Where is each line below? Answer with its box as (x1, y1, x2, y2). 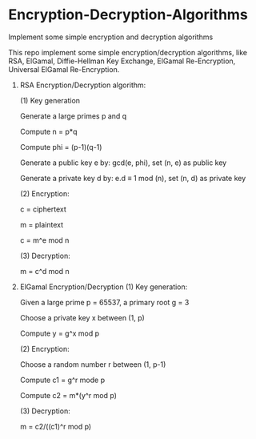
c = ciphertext (19, 204, 66, 214)
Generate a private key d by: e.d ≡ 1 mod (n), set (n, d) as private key (19, 173, 246, 183)
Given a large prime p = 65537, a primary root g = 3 (19, 297, 190, 307)
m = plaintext (19, 219, 64, 229)
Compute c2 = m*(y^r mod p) (19, 390, 118, 400)
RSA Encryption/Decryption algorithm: (19, 80, 146, 90)
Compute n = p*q (19, 127, 78, 136)
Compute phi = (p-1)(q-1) (19, 142, 102, 151)
